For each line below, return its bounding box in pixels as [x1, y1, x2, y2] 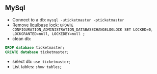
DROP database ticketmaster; [5, 45, 65, 50]
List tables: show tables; [12, 63, 62, 70]
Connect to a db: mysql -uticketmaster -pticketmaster [12, 17, 124, 22]
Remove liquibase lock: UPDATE [12, 22, 74, 28]
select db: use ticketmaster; [12, 58, 71, 64]
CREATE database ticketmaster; [5, 50, 69, 55]
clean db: [12, 36, 31, 41]
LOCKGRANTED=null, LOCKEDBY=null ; [12, 31, 85, 36]
